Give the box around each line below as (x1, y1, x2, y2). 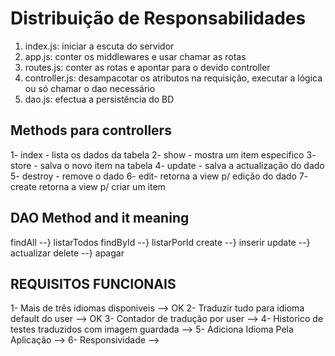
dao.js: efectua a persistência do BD (24, 93, 175, 105)
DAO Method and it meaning (10, 210, 190, 227)
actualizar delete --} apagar (10, 247, 125, 259)
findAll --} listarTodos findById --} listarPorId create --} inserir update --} (10, 236, 311, 248)
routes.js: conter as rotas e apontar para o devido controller (24, 61, 271, 73)
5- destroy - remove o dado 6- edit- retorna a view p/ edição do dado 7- (10, 170, 309, 182)
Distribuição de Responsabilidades (10, 7, 307, 30)
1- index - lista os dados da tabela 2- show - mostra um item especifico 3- (10, 148, 317, 161)
